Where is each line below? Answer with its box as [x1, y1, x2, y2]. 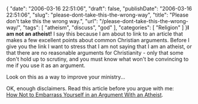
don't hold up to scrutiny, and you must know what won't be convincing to [6, 56, 189, 62]
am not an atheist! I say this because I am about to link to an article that [6, 30, 184, 37]
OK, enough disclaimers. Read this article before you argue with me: [6, 85, 175, 92]
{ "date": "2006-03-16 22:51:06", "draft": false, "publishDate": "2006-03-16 [6, 5, 193, 12]
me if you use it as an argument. [6, 62, 86, 69]
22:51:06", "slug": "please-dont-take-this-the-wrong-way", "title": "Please [6, 11, 189, 18]
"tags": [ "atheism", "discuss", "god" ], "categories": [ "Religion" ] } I [23, 24, 190, 31]
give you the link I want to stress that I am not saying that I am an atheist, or [6, 43, 193, 50]
